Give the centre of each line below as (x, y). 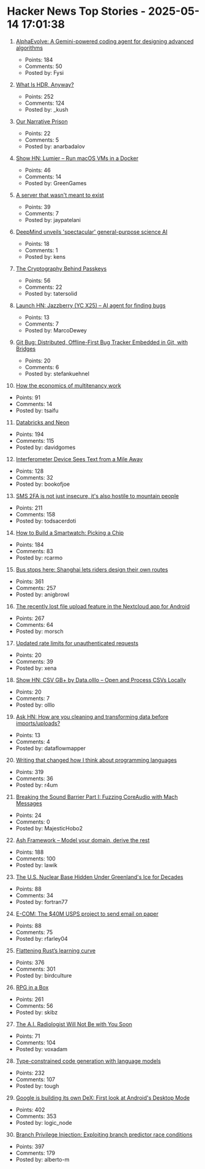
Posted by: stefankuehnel (57, 374)
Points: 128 (30, 471)
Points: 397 (30, 1146)
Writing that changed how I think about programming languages (96, 760)
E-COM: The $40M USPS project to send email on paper (87, 914)
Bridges (26, 348)
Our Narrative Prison (42, 121)
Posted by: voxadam (42, 1049)
